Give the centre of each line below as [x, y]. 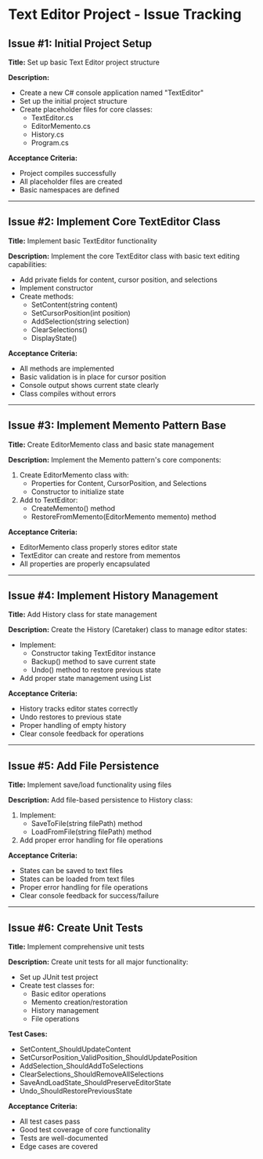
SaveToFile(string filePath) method [87, 824]
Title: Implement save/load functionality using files [90, 785]
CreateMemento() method [73, 508]
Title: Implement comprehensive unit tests [76, 947]
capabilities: [27, 264]
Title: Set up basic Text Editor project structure [84, 62]
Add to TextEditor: [49, 499]
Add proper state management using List [85, 678]
